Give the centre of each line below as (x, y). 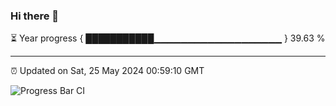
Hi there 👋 (35, 16)
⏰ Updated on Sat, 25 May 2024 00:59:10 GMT (107, 71)
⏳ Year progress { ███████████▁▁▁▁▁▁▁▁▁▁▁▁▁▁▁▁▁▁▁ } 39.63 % (168, 38)
